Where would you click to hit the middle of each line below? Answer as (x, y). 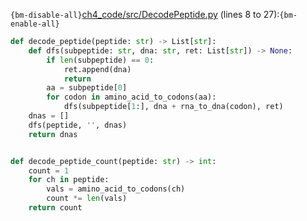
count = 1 (49, 170)
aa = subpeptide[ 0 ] (87, 88)
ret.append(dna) (97, 69)
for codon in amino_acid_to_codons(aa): (131, 97)
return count (55, 208)
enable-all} (35, 24)
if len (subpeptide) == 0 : (100, 60)
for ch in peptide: (69, 180)
